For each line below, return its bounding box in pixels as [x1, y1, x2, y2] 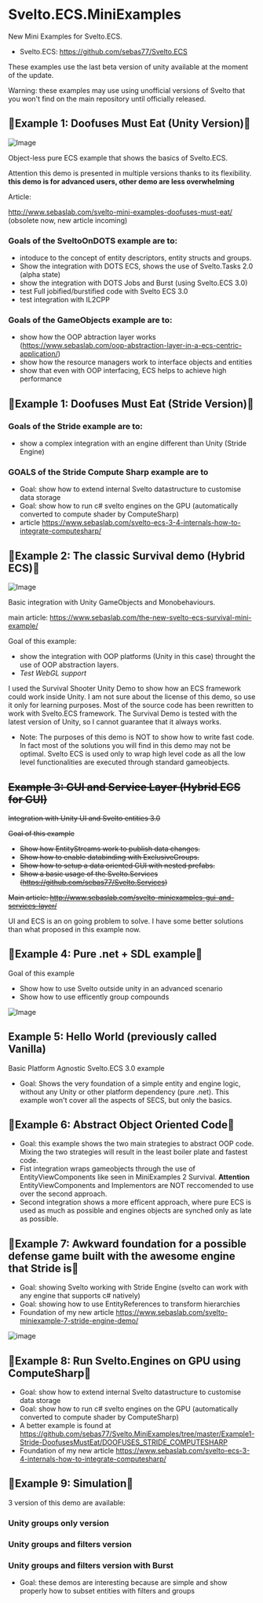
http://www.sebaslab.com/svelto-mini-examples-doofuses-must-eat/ [8, 207, 233, 217]
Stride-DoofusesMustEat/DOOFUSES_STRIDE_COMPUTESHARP [19, 1438, 228, 1447]
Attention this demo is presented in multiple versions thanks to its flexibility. [8, 168, 252, 178]
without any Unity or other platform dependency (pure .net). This [19, 1087, 229, 1096]
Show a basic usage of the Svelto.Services [19, 868, 159, 879]
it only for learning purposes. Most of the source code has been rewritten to [8, 701, 254, 710]
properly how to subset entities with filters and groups [19, 1586, 195, 1595]
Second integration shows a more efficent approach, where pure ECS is [19, 1198, 252, 1207]
